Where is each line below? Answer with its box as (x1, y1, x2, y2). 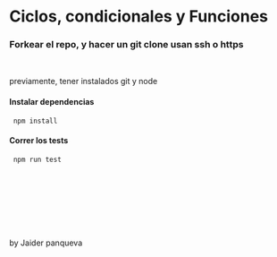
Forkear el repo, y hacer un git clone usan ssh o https (9, 39, 244, 51)
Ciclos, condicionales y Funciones (9, 6, 269, 27)
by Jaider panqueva (9, 237, 83, 248)
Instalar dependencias (9, 97, 95, 107)
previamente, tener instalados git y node (9, 76, 158, 87)
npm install (13, 116, 58, 125)
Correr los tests (9, 135, 69, 146)
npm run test (13, 155, 63, 164)
